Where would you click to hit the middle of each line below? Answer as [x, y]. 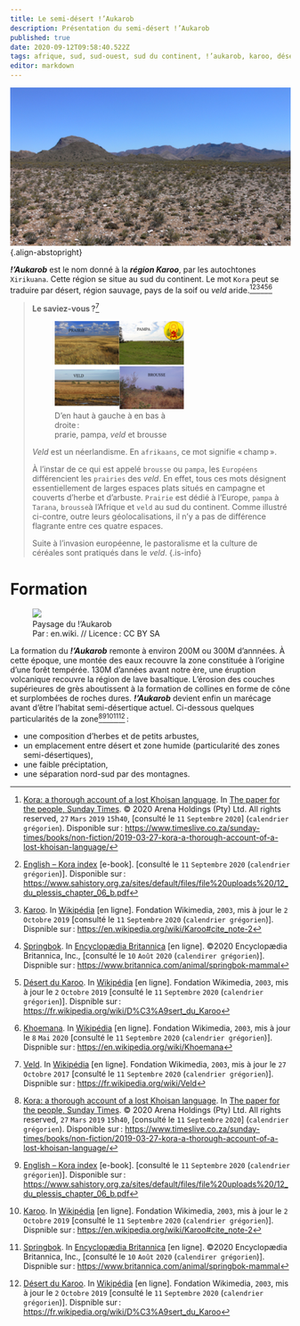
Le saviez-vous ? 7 [65, 308]
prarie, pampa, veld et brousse [110, 435]
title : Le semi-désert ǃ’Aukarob [72, 19]
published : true [40, 37]
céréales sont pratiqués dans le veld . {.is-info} [117, 553]
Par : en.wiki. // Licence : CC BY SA [97, 634]
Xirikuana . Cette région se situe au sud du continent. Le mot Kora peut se [145, 279]
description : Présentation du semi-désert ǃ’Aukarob [110, 28]
